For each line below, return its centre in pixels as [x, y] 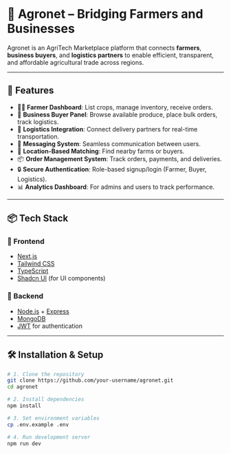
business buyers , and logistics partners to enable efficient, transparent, [111, 55]
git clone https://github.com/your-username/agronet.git [90, 381]
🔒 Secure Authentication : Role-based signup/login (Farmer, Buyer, [112, 169]
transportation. [38, 136]
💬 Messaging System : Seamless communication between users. [109, 143]
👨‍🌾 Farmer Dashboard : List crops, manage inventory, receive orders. [115, 107]
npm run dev [24, 444]
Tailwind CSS [36, 264]
